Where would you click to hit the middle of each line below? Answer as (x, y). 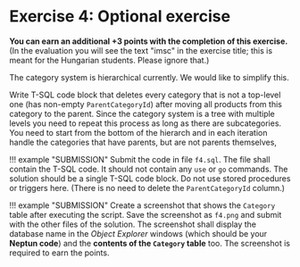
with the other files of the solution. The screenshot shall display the (133, 224)
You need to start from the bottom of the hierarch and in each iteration (138, 132)
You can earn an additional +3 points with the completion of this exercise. (149, 41)
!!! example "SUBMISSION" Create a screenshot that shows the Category (142, 205)
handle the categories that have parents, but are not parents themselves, (143, 142)
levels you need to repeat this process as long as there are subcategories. (146, 123)
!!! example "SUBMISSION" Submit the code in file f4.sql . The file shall (140, 159)
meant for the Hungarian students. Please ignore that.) (109, 60)
